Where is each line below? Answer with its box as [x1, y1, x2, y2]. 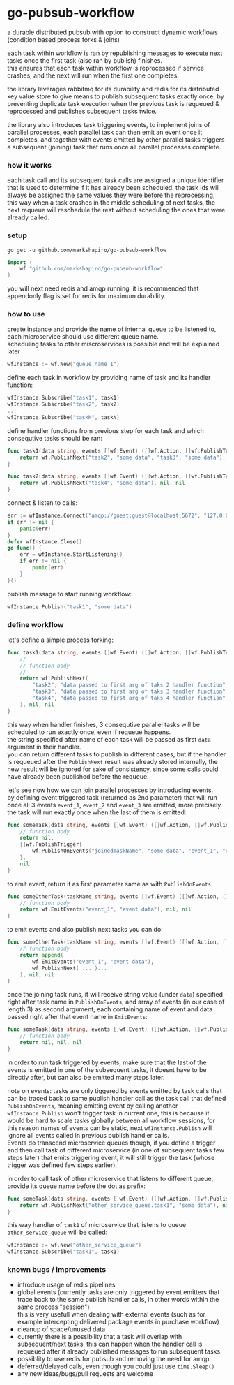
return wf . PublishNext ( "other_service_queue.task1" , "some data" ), [19, 1201, 219, 1209]
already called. [7, 213, 50, 221]
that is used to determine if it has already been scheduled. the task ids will [7, 184, 220, 192]
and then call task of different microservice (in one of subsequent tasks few [7, 1145, 225, 1154]
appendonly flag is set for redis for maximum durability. [7, 292, 166, 300]
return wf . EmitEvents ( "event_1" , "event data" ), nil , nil [19, 906, 192, 913]
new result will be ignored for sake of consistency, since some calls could [7, 765, 219, 773]
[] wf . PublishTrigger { [19, 841, 82, 848]
